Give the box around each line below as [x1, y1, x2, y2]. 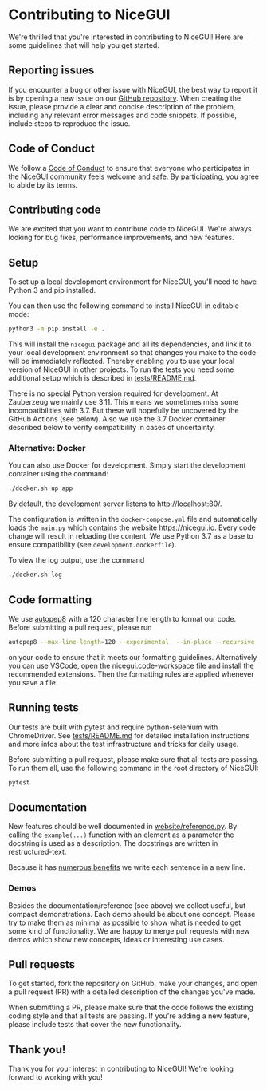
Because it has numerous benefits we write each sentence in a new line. [8, 863, 245, 872]
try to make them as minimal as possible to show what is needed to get [8, 918, 241, 927]
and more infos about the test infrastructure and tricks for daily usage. [8, 739, 239, 748]
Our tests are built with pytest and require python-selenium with [8, 722, 218, 732]
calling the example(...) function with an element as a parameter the [8, 830, 234, 839]
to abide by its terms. [8, 180, 78, 189]
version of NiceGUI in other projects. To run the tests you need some [8, 365, 234, 374]
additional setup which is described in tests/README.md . [8, 373, 197, 383]
